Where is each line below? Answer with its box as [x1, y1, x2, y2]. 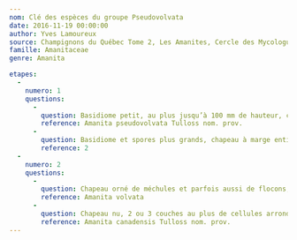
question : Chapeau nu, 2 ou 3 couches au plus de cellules [41, 209, 263, 218]
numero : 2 [25, 160, 62, 169]
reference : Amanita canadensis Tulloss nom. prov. [41, 217, 232, 226]
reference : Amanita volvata [41, 193, 144, 202]
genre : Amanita [9, 54, 65, 63]
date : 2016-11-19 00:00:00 [9, 21, 109, 30]
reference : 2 [41, 144, 89, 153]
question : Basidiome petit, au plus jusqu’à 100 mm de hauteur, [41, 111, 283, 120]
